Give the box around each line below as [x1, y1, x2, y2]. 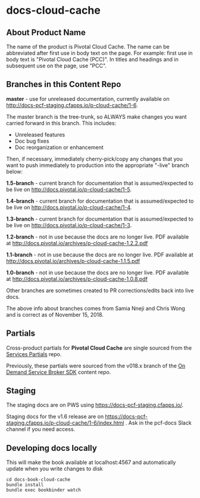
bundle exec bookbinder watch [6, 487, 82, 493]
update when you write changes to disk [6, 465, 103, 472]
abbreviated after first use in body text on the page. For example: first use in [6, 50, 193, 57]
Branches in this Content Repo [6, 79, 121, 89]
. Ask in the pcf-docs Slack [125, 419, 192, 426]
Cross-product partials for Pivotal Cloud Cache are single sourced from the [6, 344, 192, 351]
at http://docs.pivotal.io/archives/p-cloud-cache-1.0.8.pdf [6, 275, 148, 282]
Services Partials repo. [6, 350, 62, 358]
